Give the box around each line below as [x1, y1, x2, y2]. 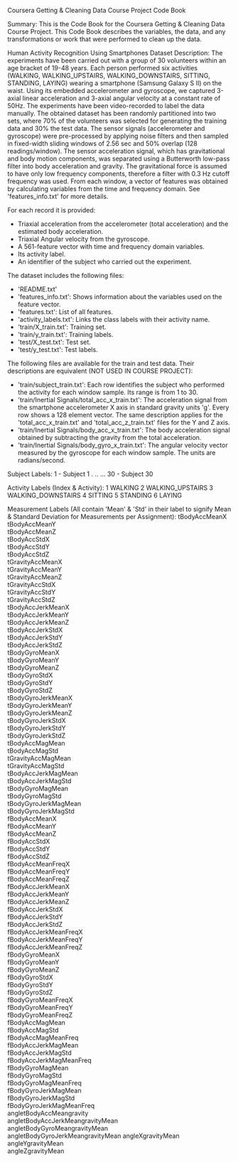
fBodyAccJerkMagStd [7, 1048, 72, 1057]
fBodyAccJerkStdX [7, 905, 63, 913]
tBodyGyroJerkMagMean [7, 800, 82, 807]
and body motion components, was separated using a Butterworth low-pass [7, 154, 230, 163]
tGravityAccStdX [7, 581, 56, 588]
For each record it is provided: [7, 206, 96, 214]
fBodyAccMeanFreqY [7, 867, 70, 876]
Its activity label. [17, 250, 66, 258]
